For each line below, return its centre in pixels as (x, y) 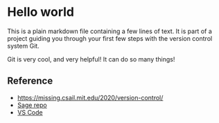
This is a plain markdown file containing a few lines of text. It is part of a (110, 31)
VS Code (30, 112)
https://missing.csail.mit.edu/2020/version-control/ (90, 97)
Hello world (41, 12)
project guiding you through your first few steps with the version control (110, 38)
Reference (30, 81)
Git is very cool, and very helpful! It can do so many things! (91, 59)
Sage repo (32, 105)
